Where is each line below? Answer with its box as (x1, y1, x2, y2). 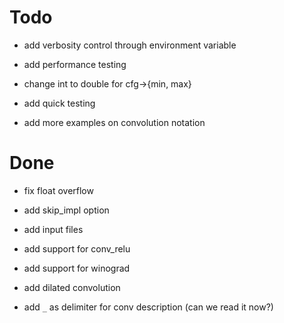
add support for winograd (23, 262, 131, 274)
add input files (23, 223, 84, 235)
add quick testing (23, 97, 96, 109)
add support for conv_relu (23, 242, 131, 255)
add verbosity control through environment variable (23, 39, 237, 51)
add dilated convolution (23, 281, 121, 293)
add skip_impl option (23, 204, 110, 216)
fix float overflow (23, 184, 94, 196)
